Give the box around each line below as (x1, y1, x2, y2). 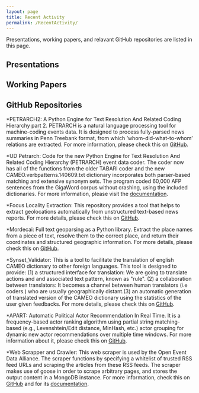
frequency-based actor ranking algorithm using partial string (6, 318, 154, 325)
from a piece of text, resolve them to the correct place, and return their (6, 232, 179, 239)
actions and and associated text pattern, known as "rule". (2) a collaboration (6, 275, 192, 282)
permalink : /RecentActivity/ (6, 20, 78, 26)
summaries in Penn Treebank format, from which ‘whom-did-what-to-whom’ (6, 134, 193, 141)
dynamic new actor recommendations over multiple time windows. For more (6, 331, 192, 338)
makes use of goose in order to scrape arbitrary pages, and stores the (6, 367, 178, 375)
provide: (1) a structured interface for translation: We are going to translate (6, 268, 188, 276)
